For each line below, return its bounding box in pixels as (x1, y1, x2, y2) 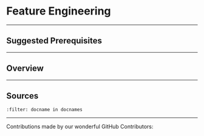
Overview (6, 63, 44, 74)
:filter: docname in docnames (6, 107, 83, 113)
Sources (6, 91, 39, 101)
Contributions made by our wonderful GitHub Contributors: (6, 123, 154, 131)
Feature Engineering (6, 4, 111, 18)
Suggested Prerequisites (6, 36, 102, 46)
